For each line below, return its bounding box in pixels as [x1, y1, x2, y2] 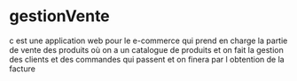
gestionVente [9, 6, 111, 26]
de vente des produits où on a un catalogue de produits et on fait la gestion [9, 44, 284, 55]
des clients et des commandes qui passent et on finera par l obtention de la [9, 54, 285, 64]
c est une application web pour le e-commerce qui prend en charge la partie [9, 35, 288, 46]
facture [9, 63, 35, 74]
